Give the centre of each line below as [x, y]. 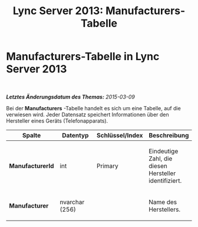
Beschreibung [169, 135]
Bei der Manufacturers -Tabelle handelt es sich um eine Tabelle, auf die [93, 108]
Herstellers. [164, 209]
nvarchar [72, 202]
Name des [163, 202]
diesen [158, 166]
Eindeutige [163, 151]
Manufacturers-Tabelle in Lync [83, 57]
